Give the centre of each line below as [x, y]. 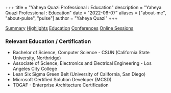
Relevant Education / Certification [48, 41]
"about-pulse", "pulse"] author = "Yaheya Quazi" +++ [62, 18]
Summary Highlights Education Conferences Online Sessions [69, 28]
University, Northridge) [37, 58]
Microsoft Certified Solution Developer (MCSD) [62, 80]
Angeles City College [35, 69]
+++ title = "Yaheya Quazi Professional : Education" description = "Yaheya [83, 7]
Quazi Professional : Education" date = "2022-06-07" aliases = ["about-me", [86, 13]
